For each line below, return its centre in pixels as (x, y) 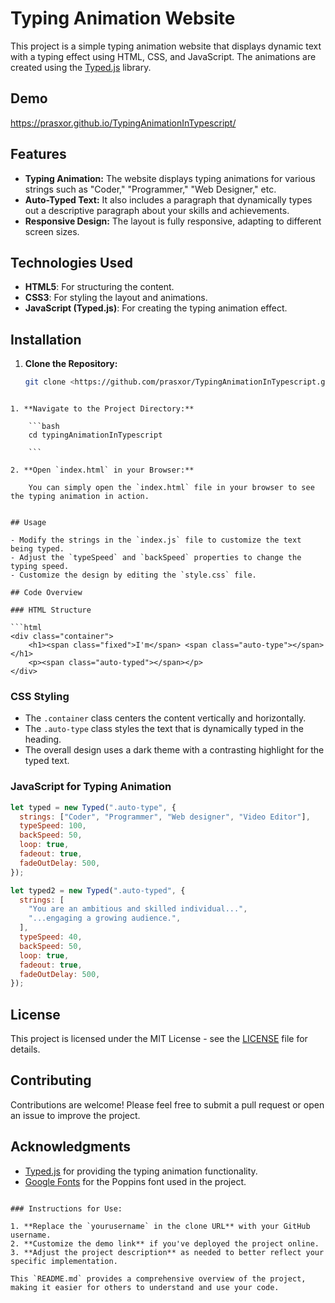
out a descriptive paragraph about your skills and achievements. (157, 210)
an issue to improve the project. (75, 1115)
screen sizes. (52, 231)
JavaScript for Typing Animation (91, 787)
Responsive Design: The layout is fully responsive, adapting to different (173, 221)
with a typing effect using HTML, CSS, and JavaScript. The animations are (163, 56)
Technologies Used (71, 262)
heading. (43, 739)
